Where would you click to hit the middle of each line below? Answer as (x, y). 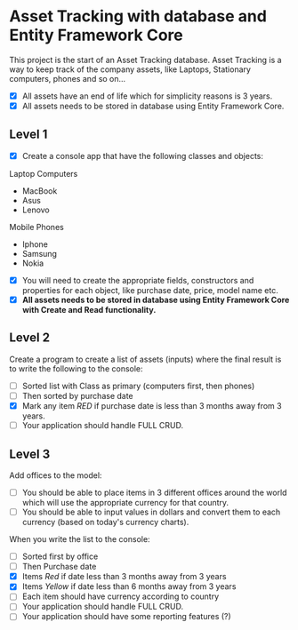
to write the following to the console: (77, 368)
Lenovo (36, 210)
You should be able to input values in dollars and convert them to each (151, 512)
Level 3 (30, 454)
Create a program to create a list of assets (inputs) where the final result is (145, 359)
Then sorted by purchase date (77, 395)
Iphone (35, 244)
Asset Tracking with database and (138, 16)
